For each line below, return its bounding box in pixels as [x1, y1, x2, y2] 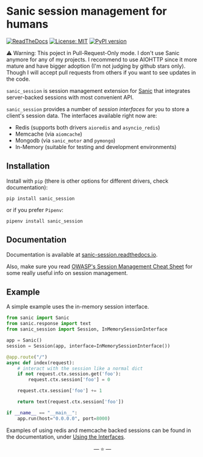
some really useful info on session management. [6, 269, 128, 276]
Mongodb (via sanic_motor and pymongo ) [15, 136, 116, 144]
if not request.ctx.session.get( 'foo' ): [17, 371, 121, 377]
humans [6, 17, 49, 31]
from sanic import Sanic [6, 315, 69, 321]
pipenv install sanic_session [6, 218, 84, 224]
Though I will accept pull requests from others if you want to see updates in [6, 68, 196, 76]
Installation [6, 161, 50, 172]
